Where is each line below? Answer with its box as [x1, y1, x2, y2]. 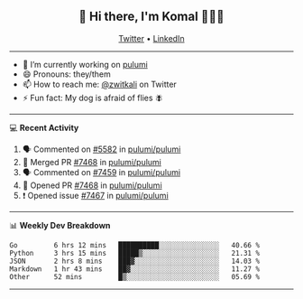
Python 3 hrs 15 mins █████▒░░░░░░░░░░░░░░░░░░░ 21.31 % [9, 248, 260, 257]
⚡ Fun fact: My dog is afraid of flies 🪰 [22, 92, 164, 103]
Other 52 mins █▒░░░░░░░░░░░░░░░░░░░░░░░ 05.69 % [9, 272, 260, 281]
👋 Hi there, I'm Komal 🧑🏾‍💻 [78, 9, 225, 24]
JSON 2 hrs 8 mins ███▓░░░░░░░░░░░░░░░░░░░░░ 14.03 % [9, 257, 260, 266]
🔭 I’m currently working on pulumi [22, 59, 149, 70]
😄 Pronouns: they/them [22, 69, 111, 79]
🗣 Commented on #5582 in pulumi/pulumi [22, 144, 181, 154]
